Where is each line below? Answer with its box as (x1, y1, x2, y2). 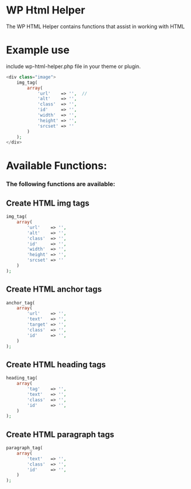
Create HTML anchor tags (6, 285, 102, 295)
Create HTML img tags (6, 198, 89, 208)
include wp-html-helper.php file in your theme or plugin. (6, 63, 141, 70)
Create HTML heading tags (6, 360, 106, 370)
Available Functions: (6, 159, 107, 173)
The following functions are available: (6, 180, 116, 188)
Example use (6, 43, 70, 57)
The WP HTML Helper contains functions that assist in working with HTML (6, 23, 185, 30)
